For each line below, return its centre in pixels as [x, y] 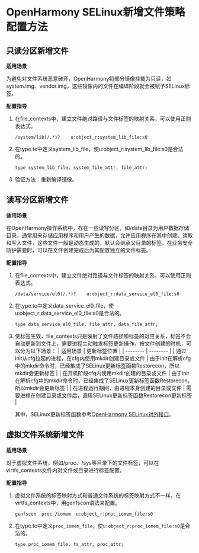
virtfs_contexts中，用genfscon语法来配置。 [68, 503]
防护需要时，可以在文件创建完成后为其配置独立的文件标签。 [79, 250]
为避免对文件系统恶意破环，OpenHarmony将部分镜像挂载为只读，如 [89, 79]
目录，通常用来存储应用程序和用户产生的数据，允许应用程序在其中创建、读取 [99, 235]
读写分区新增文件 [37, 200]
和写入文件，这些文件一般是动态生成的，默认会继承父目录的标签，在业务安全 [99, 242]
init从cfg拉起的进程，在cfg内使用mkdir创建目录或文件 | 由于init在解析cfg [103, 358]
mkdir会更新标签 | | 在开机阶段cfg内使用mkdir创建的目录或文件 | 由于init [102, 373]
